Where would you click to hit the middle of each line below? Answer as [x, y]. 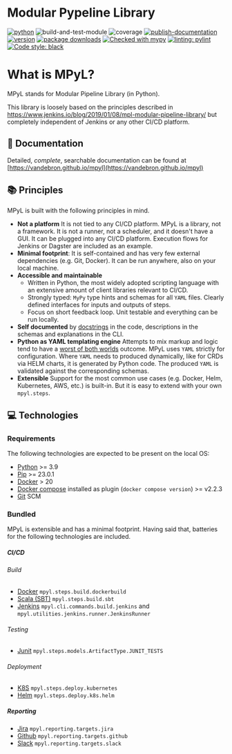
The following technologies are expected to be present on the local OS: [108, 454]
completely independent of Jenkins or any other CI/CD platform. [98, 122]
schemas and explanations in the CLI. [70, 334]
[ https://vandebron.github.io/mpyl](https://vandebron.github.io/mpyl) [105, 167]
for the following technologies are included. [69, 537]
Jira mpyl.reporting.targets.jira [65, 728]
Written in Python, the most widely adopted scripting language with [123, 282]
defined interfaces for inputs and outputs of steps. [99, 304]
